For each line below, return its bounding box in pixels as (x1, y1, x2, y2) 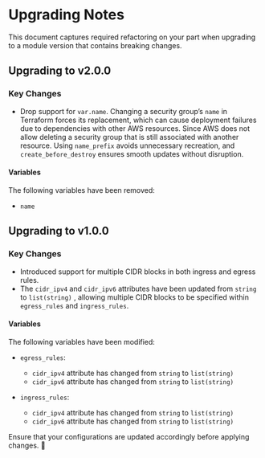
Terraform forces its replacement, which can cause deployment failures (19, 115, 257, 125)
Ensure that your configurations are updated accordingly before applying (8, 431, 250, 441)
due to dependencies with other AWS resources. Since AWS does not (19, 123, 251, 133)
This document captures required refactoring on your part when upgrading (8, 32, 256, 42)
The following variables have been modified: (8, 337, 155, 346)
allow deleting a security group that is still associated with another (19, 132, 239, 141)
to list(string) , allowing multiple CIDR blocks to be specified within (19, 292, 249, 302)
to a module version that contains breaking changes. (8, 40, 182, 50)
